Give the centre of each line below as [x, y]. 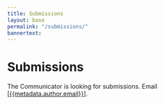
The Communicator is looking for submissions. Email [82, 87]
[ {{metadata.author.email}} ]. [48, 94]
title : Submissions [35, 14]
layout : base [26, 20]
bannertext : [24, 33]
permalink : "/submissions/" [48, 26]
